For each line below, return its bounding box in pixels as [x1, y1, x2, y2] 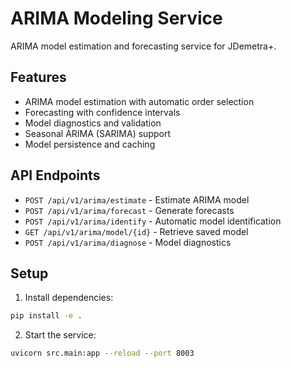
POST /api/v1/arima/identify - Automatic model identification [24, 215, 282, 227]
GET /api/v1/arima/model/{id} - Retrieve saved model [24, 225, 249, 237]
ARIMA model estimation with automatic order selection [24, 95, 255, 107]
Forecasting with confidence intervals [24, 106, 181, 118]
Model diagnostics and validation [24, 117, 162, 129]
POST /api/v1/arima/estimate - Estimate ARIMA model [24, 193, 250, 206]
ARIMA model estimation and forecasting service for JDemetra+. [10, 40, 277, 52]
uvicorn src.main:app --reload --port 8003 [10, 348, 195, 359]
